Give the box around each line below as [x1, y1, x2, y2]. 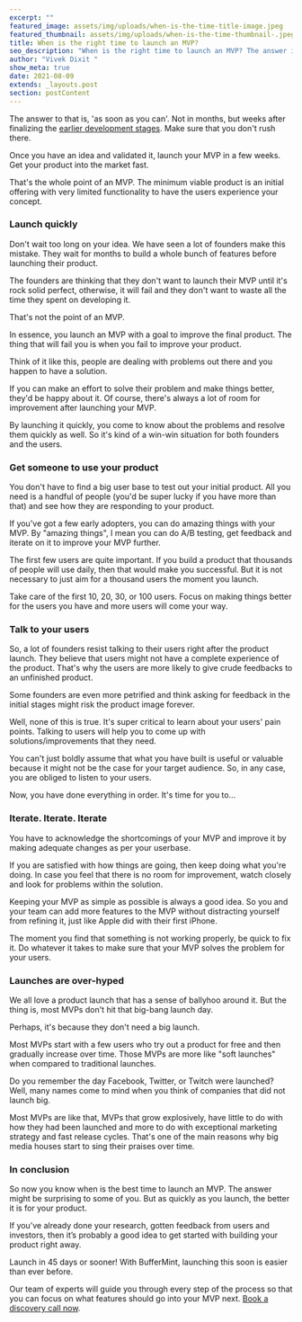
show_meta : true [9, 64, 70, 73]
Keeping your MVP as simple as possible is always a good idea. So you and [9, 896, 289, 907]
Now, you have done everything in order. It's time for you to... [9, 790, 236, 800]
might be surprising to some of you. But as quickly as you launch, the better [9, 1193, 290, 1204]
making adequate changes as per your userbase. [9, 842, 191, 853]
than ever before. [9, 1266, 74, 1277]
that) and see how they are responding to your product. [9, 501, 215, 512]
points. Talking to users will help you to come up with [9, 726, 206, 737]
